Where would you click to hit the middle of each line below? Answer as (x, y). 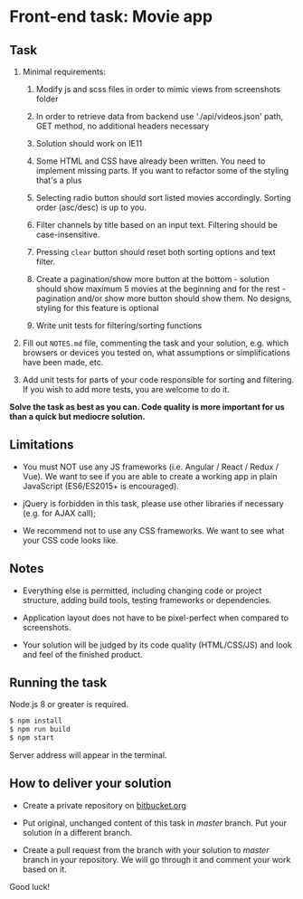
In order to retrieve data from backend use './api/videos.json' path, (160, 116)
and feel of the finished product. (82, 654)
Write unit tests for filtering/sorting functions (119, 326)
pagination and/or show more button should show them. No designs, (164, 298)
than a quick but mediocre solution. (77, 416)
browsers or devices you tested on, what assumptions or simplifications (156, 353)
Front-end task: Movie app (111, 17)
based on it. (45, 869)
